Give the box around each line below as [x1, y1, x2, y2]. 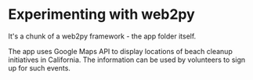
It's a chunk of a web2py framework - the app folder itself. [8, 31, 197, 41]
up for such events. [8, 63, 70, 72]
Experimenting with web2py [8, 5, 196, 24]
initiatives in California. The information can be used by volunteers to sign [8, 55, 246, 64]
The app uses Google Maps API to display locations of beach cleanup [8, 46, 233, 56]
